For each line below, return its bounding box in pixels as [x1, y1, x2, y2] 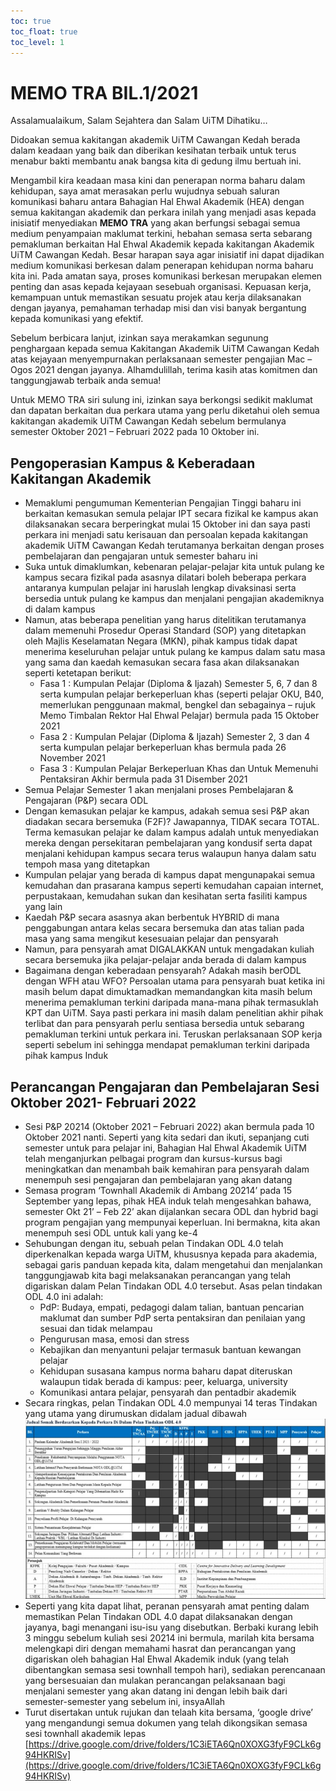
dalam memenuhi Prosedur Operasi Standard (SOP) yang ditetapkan [24, 625, 307, 637]
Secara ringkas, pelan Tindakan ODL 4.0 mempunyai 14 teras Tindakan [24, 1396, 318, 1409]
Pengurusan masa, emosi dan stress [39, 1333, 190, 1345]
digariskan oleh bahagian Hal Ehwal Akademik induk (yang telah [24, 1653, 290, 1665]
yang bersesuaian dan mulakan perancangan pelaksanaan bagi [24, 1674, 286, 1686]
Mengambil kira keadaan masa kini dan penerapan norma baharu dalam [10, 175, 306, 187]
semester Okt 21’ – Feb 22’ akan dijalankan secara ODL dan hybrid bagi [24, 1205, 319, 1217]
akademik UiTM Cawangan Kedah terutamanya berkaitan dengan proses [24, 540, 325, 552]
